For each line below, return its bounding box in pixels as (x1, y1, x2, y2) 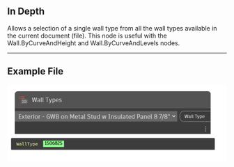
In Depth (7, 6, 45, 17)
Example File (7, 65, 64, 77)
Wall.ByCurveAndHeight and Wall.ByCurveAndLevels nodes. (7, 38, 180, 47)
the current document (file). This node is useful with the (7, 31, 167, 40)
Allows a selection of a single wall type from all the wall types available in (7, 24, 217, 32)
